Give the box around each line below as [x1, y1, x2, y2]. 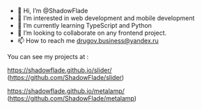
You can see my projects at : [7, 53, 89, 60]
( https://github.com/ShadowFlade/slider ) [7, 74, 124, 81]
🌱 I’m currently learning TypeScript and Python [17, 22, 152, 29]
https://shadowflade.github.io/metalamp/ [7, 87, 125, 95]
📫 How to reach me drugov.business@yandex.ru [17, 37, 159, 44]
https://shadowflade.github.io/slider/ [7, 66, 112, 74]
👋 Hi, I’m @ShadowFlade [17, 7, 88, 15]
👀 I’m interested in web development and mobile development [17, 14, 195, 22]
